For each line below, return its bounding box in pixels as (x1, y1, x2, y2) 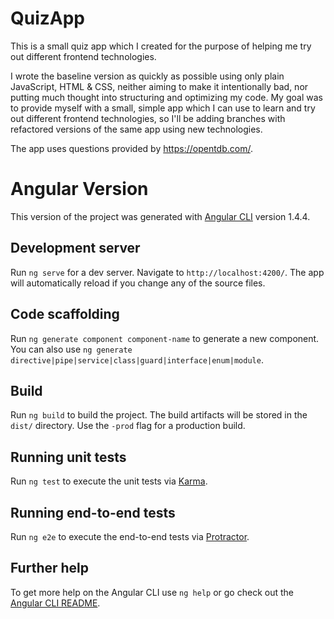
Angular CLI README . (10, 597, 101, 609)
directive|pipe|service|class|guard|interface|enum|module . (10, 353, 264, 366)
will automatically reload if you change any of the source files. (10, 277, 266, 289)
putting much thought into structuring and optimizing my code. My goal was (10, 91, 323, 103)
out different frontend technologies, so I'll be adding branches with (10, 112, 286, 124)
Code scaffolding (10, 306, 120, 323)
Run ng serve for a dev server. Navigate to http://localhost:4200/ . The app (10, 266, 325, 278)
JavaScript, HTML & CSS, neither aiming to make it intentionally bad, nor (10, 80, 309, 92)
